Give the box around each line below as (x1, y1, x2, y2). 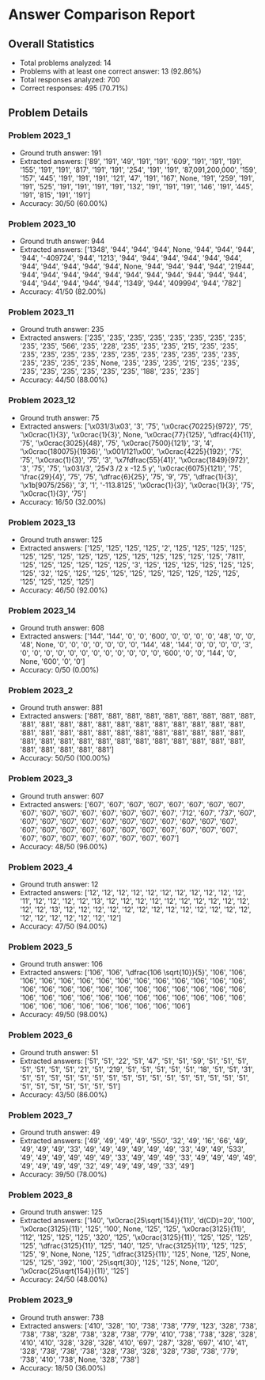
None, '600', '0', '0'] (19, 657, 85, 666)
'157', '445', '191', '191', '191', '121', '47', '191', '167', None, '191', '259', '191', (19, 173, 255, 183)
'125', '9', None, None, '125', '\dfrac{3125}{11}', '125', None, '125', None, (19, 1249, 251, 1259)
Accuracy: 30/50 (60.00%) (19, 198, 108, 208)
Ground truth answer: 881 (19, 703, 103, 712)
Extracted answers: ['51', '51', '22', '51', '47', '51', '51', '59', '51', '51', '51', (19, 1056, 249, 1065)
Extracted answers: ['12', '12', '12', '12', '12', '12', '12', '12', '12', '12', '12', (19, 888, 246, 898)
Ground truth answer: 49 (19, 1127, 100, 1137)
